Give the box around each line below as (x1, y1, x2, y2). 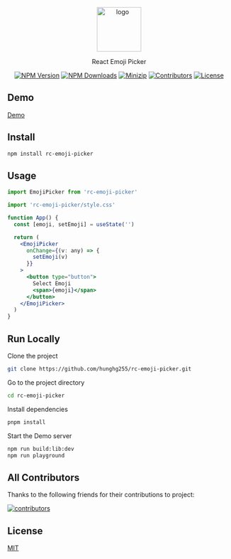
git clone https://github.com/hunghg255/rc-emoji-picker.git (7, 366, 192, 373)
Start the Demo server (7, 431, 72, 440)
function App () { (7, 214, 59, 222)
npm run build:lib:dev (7, 445, 74, 452)
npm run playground (7, 452, 65, 459)
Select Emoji (33, 279, 72, 287)
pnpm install (7, 418, 46, 426)
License (7, 525, 43, 537)
